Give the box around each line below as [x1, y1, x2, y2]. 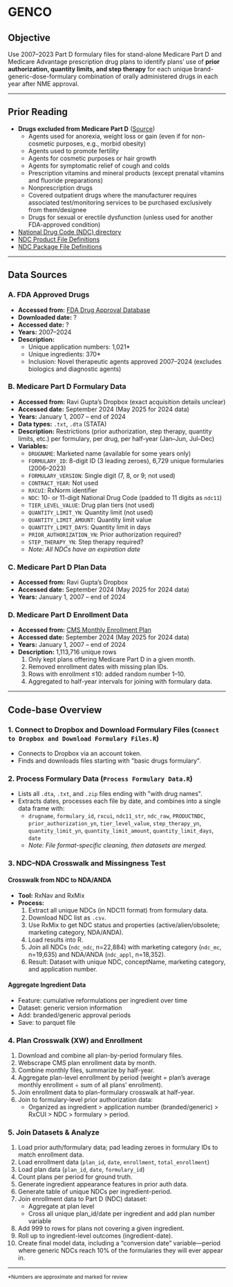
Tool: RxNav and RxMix [17, 891, 85, 899]
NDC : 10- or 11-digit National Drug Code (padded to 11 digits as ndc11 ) [28, 493, 222, 501]
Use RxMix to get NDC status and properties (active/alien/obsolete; [28, 920, 221, 929]
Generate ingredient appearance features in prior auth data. [17, 1180, 189, 1189]
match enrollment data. [17, 1150, 84, 1159]
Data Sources [8, 269, 68, 281]
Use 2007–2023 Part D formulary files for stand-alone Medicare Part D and [8, 50, 222, 58]
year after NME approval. [8, 80, 80, 87]
